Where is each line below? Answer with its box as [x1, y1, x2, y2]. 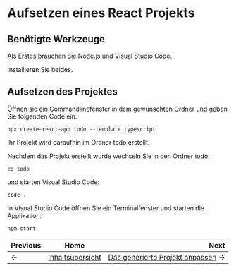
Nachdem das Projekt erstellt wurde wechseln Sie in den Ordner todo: [7, 152, 210, 160]
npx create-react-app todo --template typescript [7, 126, 156, 133]
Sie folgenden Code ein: [7, 112, 77, 121]
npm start [7, 224, 37, 232]
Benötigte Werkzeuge [7, 33, 106, 45]
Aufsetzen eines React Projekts [7, 5, 195, 21]
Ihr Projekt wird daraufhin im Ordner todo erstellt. [7, 138, 150, 146]
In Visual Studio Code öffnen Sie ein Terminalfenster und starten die [7, 203, 204, 212]
